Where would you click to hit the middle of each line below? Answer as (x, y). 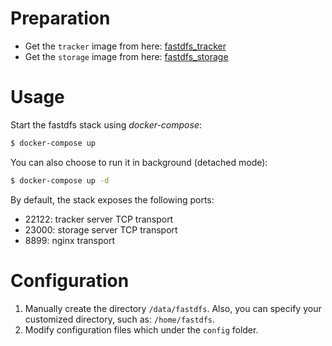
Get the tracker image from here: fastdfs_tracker (125, 46)
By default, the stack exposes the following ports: (112, 199)
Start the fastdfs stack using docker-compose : (106, 124)
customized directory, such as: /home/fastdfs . (120, 319)
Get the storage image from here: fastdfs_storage (126, 56)
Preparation (60, 18)
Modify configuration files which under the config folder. (141, 329)
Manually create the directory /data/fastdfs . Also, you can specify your (173, 308)
